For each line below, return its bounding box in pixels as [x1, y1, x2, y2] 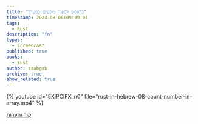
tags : [6, 20, 20, 26]
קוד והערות [6, 111, 32, 119]
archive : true [6, 71, 43, 77]
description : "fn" [6, 31, 53, 38]
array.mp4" [6, 99, 35, 106]
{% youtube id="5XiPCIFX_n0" [6, 93, 83, 100]
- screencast [12, 43, 45, 49]
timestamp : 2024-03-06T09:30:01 [6, 15, 88, 21]
